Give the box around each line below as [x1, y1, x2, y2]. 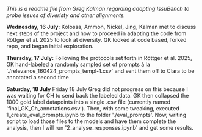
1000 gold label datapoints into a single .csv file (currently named [6, 98, 171, 105]
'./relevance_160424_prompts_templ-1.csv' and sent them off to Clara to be [6, 67, 195, 75]
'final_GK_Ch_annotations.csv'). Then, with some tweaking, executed [6, 105, 179, 112]
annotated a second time [6, 74, 69, 81]
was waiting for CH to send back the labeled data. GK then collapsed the [6, 92, 189, 99]
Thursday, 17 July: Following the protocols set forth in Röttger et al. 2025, [6, 55, 192, 61]
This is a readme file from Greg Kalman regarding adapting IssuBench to [6, 5, 190, 12]
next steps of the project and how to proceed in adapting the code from [6, 30, 187, 37]
